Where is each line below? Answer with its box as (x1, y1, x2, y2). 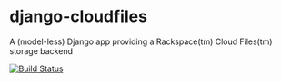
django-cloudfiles (9, 6, 148, 27)
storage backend (9, 45, 73, 56)
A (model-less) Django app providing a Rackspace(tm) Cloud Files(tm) (9, 36, 273, 47)
